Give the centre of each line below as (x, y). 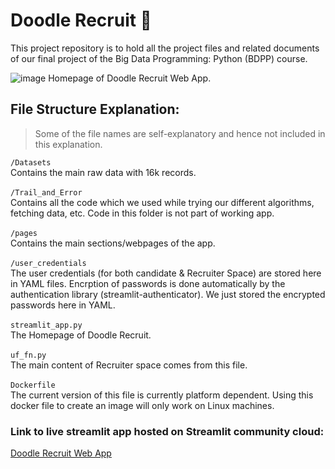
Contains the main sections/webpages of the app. (113, 243)
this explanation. (68, 144)
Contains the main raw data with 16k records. (103, 172)
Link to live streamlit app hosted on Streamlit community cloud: (167, 431)
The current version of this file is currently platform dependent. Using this (162, 395)
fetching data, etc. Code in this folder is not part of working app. (142, 213)
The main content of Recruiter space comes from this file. (129, 365)
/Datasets (31, 162)
